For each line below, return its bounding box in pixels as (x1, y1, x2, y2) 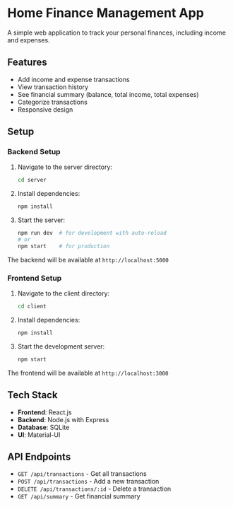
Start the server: (17, 216, 66, 224)
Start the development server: (17, 342, 105, 351)
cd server (17, 177, 47, 184)
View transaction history (17, 83, 89, 91)
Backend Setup (7, 147, 61, 157)
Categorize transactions (17, 98, 88, 106)
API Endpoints (7, 450, 71, 462)
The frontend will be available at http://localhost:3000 (7, 368, 169, 377)
